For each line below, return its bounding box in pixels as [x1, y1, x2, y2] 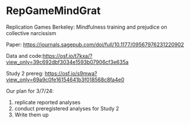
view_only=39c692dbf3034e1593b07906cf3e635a [6, 58, 129, 66]
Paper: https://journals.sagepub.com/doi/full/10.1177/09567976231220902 [6, 41, 185, 48]
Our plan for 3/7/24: [6, 87, 54, 94]
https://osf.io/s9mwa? [44, 70, 97, 77]
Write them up [14, 111, 49, 118]
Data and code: [6, 52, 43, 59]
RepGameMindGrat [6, 4, 101, 18]
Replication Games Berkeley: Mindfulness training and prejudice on [6, 23, 167, 30]
